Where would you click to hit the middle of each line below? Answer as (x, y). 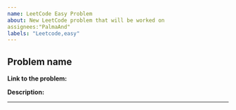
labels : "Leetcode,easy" (44, 33)
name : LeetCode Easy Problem (50, 14)
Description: (26, 92)
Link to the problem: (37, 78)
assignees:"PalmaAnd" (39, 27)
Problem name (40, 61)
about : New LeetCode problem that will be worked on (86, 20)
